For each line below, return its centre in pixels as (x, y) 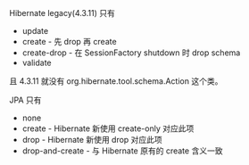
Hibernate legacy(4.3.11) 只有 (62, 13)
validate (37, 62)
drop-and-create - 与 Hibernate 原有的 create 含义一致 (122, 151)
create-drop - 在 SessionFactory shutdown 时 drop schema (131, 53)
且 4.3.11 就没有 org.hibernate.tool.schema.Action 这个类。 (116, 81)
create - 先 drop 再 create (70, 41)
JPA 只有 (25, 100)
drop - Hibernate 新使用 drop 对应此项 (92, 140)
